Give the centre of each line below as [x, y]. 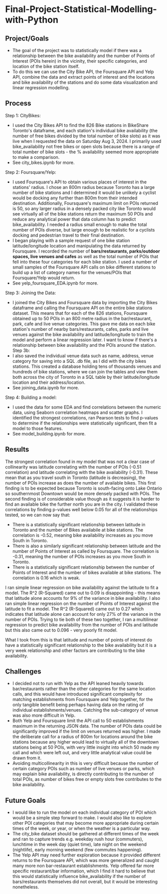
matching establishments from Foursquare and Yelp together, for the [83, 700]
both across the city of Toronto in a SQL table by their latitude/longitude [86, 377]
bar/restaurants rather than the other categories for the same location [84, 689]
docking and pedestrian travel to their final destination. [69, 235]
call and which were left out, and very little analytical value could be [82, 753]
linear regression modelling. [41, 88]
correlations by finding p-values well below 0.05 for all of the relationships [82, 509]
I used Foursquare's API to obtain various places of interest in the [80, 182]
